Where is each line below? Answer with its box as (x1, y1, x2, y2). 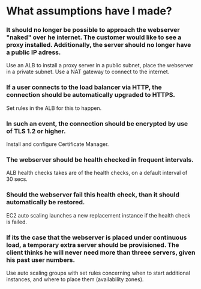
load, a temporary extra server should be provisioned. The (6, 240, 179, 249)
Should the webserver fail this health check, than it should (6, 190, 180, 199)
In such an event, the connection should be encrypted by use (6, 119, 188, 127)
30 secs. (6, 175, 28, 183)
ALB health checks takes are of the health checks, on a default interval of (6, 169, 188, 177)
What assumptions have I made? (6, 4, 172, 18)
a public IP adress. (6, 48, 61, 56)
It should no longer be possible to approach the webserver (6, 26, 180, 34)
